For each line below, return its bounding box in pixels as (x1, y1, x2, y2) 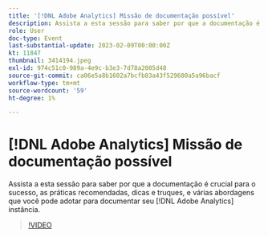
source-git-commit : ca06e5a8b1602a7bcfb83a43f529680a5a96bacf (8, 72, 221, 80)
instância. (8, 205, 41, 215)
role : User (8, 27, 45, 35)
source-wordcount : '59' (8, 86, 88, 95)
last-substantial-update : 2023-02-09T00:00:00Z (8, 42, 171, 50)
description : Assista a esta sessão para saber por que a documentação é (8, 19, 261, 27)
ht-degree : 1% (8, 94, 56, 102)
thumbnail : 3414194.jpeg (8, 57, 91, 65)
